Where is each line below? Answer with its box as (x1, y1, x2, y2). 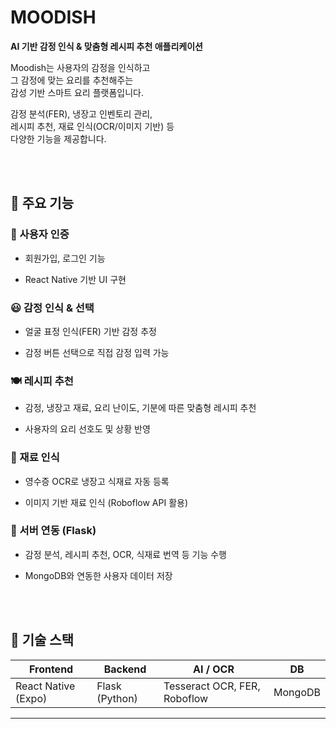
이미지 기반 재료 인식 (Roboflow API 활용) (24, 496, 189, 508)
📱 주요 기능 (10, 195, 75, 212)
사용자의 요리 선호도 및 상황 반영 (24, 423, 151, 435)
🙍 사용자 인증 (10, 227, 70, 241)
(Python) (96, 691, 138, 705)
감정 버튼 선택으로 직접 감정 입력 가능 (24, 346, 170, 358)
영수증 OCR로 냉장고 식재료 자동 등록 (24, 475, 170, 487)
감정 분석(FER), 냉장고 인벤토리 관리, (10, 107, 153, 120)
